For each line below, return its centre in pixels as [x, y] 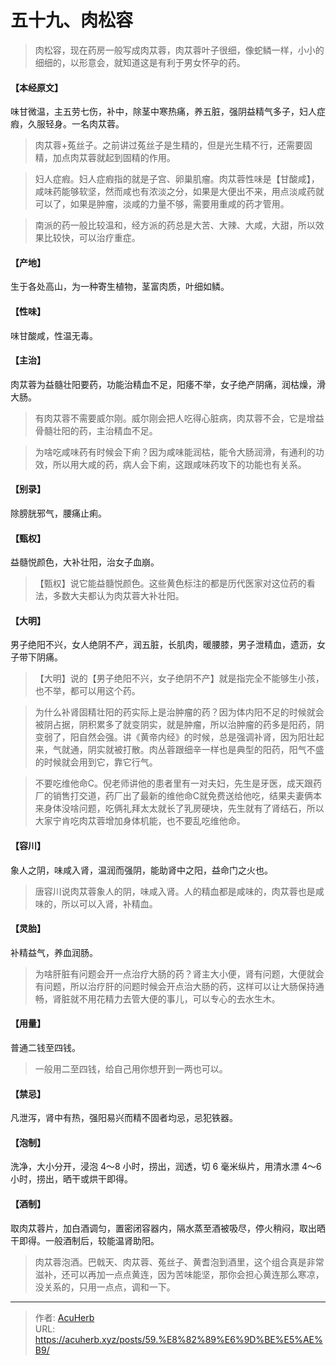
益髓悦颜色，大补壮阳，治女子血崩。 [85, 562]
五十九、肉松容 [72, 20]
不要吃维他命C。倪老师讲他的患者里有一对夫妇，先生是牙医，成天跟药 [178, 783]
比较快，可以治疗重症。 [92, 238]
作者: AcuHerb [64, 1317]
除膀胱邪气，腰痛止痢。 [58, 513]
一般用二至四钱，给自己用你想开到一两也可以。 [131, 1068]
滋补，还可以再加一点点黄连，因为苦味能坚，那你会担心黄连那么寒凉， [179, 1274]
